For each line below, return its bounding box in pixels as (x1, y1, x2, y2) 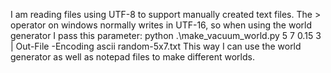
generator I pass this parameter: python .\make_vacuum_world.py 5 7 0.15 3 (10, 30, 322, 41)
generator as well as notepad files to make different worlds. (10, 51, 255, 63)
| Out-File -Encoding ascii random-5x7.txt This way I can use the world (10, 40, 302, 52)
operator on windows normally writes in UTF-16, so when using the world (10, 19, 312, 31)
